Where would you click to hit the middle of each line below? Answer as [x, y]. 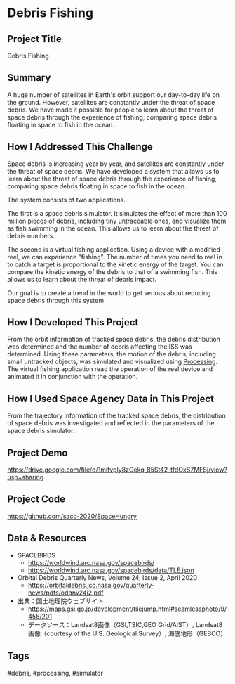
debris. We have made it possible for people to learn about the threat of [110, 110]
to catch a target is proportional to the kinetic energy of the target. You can [115, 264]
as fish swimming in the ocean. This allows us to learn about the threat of [113, 228]
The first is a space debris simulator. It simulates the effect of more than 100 [117, 213]
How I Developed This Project [73, 322]
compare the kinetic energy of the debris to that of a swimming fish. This [113, 271]
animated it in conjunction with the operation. [73, 377]
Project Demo [38, 452]
